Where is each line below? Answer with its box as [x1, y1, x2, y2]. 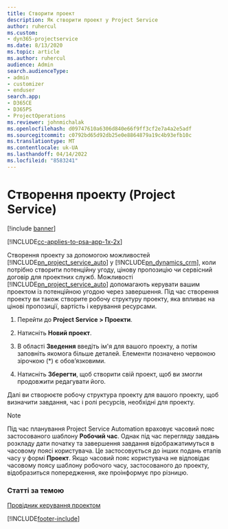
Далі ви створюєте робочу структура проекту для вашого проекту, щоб [7, 390, 219, 399]
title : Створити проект [7, 10, 76, 17]
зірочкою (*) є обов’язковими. [16, 356, 106, 365]
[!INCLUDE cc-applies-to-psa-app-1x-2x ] [7, 237, 123, 246]
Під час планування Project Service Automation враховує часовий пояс [7, 424, 215, 433]
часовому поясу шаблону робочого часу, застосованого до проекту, [7, 461, 209, 469]
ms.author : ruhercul [7, 55, 67, 62]
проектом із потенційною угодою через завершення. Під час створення [7, 287, 219, 296]
